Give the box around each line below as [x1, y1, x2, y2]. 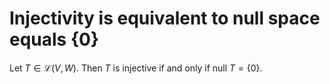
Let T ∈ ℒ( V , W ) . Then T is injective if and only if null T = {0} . [9, 62, 263, 74]
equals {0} [9, 28, 100, 51]
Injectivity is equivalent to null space [9, 7, 321, 30]
